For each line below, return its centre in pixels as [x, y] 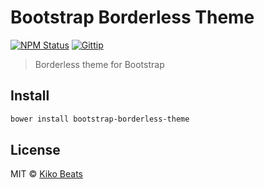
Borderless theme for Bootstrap [99, 64]
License [35, 150]
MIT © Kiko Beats [46, 174]
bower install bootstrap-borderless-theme [100, 119]
